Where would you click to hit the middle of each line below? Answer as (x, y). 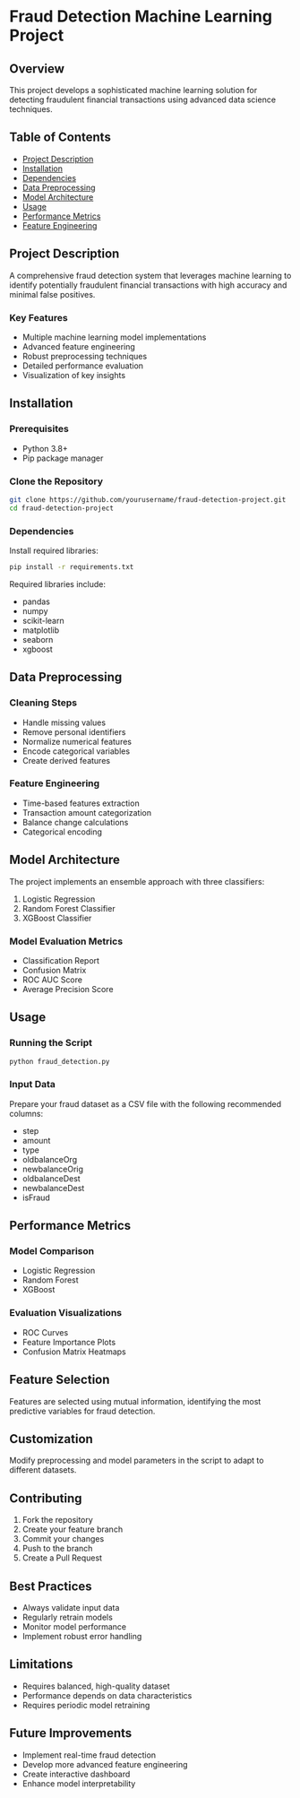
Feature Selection (60, 1380)
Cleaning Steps (43, 703)
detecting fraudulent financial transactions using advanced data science (142, 99)
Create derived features (66, 760)
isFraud (36, 1197)
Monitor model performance (74, 1627)
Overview (37, 69)
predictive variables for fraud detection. (82, 1411)
